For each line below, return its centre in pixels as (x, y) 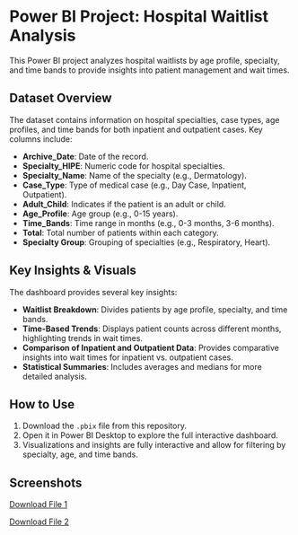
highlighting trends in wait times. (83, 338)
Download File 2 (39, 522)
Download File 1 (39, 504)
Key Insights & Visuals (73, 271)
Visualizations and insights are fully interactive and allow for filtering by (154, 445)
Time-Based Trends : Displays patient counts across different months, (152, 329)
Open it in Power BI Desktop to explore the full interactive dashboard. (150, 435)
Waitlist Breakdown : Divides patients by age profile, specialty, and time (155, 309)
